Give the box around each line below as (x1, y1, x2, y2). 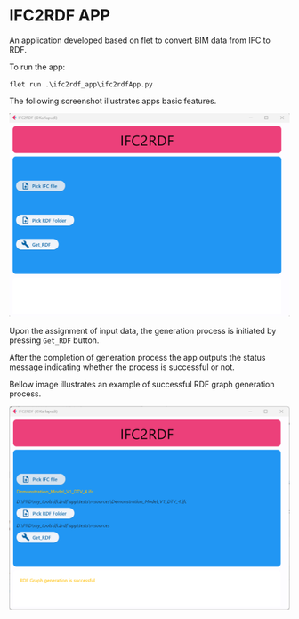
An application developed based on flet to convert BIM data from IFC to (9, 35, 271, 45)
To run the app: (9, 61, 66, 72)
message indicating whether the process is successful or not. (9, 362, 236, 372)
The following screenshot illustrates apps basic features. (9, 95, 217, 106)
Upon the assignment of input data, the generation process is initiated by (9, 325, 277, 336)
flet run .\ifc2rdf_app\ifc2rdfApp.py (9, 79, 153, 89)
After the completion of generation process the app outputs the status (9, 352, 266, 362)
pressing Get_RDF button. (9, 335, 100, 346)
